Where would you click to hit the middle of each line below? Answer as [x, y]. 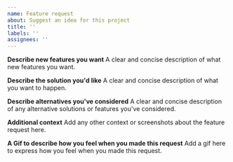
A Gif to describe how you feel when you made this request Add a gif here [116, 143]
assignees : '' [28, 40]
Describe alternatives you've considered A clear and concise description [115, 101]
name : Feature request [40, 14]
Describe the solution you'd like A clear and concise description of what [113, 80]
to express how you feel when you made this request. [85, 151]
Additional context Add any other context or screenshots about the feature [116, 122]
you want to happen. [37, 88]
